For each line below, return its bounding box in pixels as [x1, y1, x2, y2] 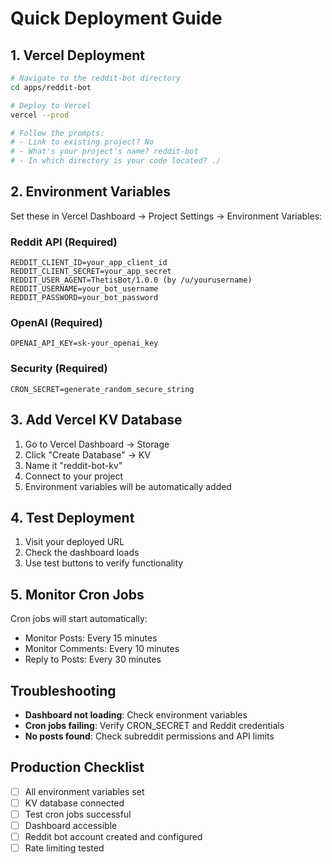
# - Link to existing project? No [10, 137, 155, 147]
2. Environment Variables [10, 183, 172, 201]
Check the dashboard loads [24, 547, 140, 559]
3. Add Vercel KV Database [10, 412, 183, 429]
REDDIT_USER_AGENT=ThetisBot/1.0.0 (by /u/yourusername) [10, 275, 253, 286]
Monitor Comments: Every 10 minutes [24, 643, 180, 655]
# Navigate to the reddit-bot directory [10, 73, 182, 83]
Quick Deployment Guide [10, 7, 223, 30]
